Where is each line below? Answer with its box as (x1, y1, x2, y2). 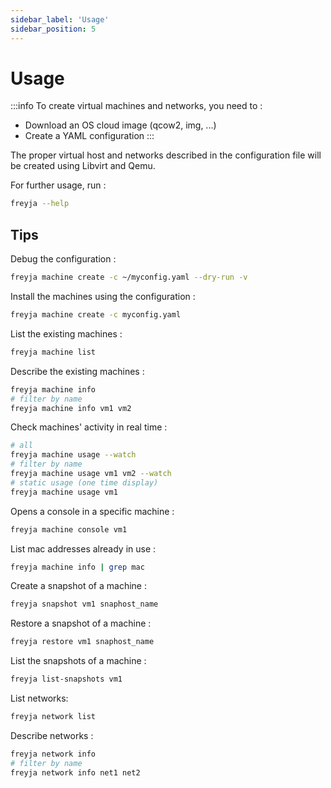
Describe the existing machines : (10, 365, 145, 377)
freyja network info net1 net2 (10, 767, 141, 778)
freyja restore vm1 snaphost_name (10, 637, 155, 647)
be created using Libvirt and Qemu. (10, 160, 156, 172)
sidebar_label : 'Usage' (10, 14, 110, 25)
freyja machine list (10, 347, 97, 357)
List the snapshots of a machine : (10, 655, 147, 667)
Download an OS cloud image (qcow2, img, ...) (24, 119, 217, 131)
